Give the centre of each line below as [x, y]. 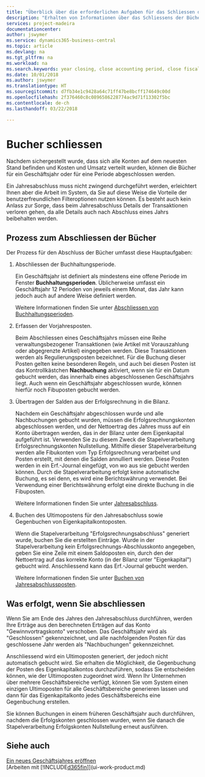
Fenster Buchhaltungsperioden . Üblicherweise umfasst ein [90, 283]
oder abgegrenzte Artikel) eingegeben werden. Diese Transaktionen [101, 351]
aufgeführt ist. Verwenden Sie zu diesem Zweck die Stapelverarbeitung [105, 440]
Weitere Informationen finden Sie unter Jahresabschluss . [87, 504]
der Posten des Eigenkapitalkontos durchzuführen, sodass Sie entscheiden [101, 669]
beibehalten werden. [32, 218]
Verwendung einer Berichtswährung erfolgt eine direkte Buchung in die [105, 485]
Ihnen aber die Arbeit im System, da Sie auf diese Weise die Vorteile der [97, 193]
